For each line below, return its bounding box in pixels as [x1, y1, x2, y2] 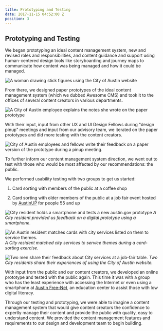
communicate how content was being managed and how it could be [5, 63, 141, 69]
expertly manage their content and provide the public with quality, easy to [5, 310, 153, 316]
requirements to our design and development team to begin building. [5, 320, 143, 326]
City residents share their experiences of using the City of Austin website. [5, 260, 153, 265]
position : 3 [5, 16, 29, 21]
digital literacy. [5, 290, 35, 296]
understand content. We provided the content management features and [5, 315, 151, 321]
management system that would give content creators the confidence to [5, 305, 150, 310]
